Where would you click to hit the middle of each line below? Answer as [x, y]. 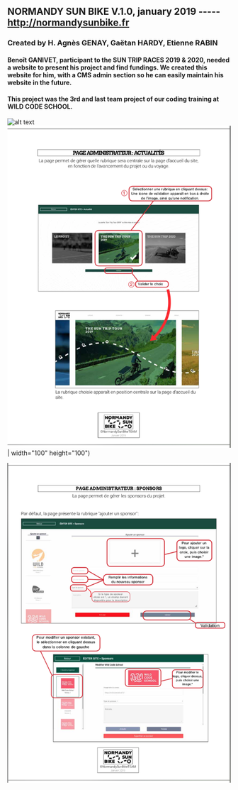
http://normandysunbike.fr [68, 23]
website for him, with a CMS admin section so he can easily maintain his [116, 75]
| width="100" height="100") [49, 453]
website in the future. [40, 82]
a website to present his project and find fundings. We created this [107, 67]
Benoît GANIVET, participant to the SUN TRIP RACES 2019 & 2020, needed [119, 60]
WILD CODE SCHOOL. [40, 106]
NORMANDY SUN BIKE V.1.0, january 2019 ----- [114, 12]
